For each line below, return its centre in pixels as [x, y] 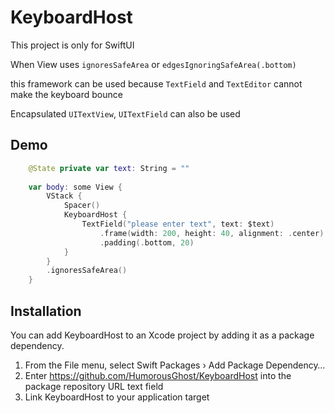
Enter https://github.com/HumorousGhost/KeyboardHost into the [158, 375]
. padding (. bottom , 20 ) [147, 242]
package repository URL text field [94, 386]
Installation [46, 311]
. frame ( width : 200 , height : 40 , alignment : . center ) [212, 233]
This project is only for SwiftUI [72, 45]
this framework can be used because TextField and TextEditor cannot [156, 83]
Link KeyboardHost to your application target [117, 397]
